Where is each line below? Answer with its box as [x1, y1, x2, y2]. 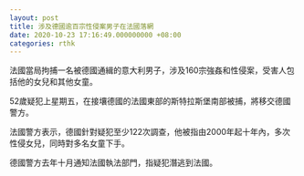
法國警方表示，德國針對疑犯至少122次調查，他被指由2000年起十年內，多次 [9, 127, 290, 138]
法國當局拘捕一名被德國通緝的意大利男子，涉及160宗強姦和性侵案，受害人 [9, 65, 288, 76]
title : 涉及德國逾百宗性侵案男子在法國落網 [9, 22, 154, 31]
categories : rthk [9, 38, 76, 48]
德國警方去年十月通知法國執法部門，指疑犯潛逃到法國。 [9, 157, 217, 169]
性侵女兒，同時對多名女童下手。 [9, 138, 130, 149]
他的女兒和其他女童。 [16, 77, 98, 88]
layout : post [9, 13, 59, 23]
